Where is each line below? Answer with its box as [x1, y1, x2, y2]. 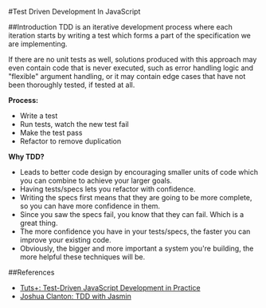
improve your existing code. [19, 235, 111, 244]
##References [8, 267, 55, 277]
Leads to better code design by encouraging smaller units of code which [19, 168, 259, 176]
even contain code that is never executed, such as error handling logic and [8, 63, 253, 73]
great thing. [19, 219, 58, 227]
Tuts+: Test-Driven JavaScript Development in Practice [19, 283, 201, 292]
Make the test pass [19, 128, 83, 137]
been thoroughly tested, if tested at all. [8, 80, 135, 89]
